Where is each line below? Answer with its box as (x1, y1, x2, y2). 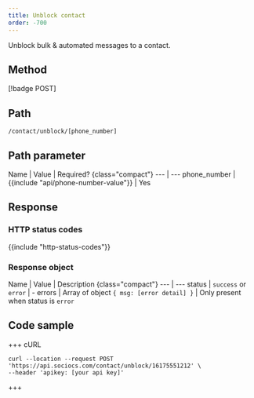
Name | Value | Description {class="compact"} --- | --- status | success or (8, 279, 247, 289)
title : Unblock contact (8, 11, 86, 20)
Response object (8, 261, 74, 272)
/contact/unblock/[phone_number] (8, 127, 118, 136)
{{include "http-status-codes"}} (8, 242, 111, 251)
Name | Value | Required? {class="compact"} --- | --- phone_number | (8, 170, 236, 179)
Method (8, 63, 48, 76)
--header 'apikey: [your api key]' (8, 368, 125, 377)
